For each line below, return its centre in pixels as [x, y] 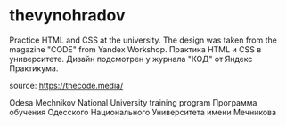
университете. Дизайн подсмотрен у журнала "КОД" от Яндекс [131, 59]
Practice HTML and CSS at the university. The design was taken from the [143, 40]
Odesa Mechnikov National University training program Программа [133, 102]
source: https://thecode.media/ [66, 85]
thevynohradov [67, 16]
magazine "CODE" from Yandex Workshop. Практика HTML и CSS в [135, 49]
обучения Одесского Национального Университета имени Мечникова [143, 112]
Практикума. [34, 68]
